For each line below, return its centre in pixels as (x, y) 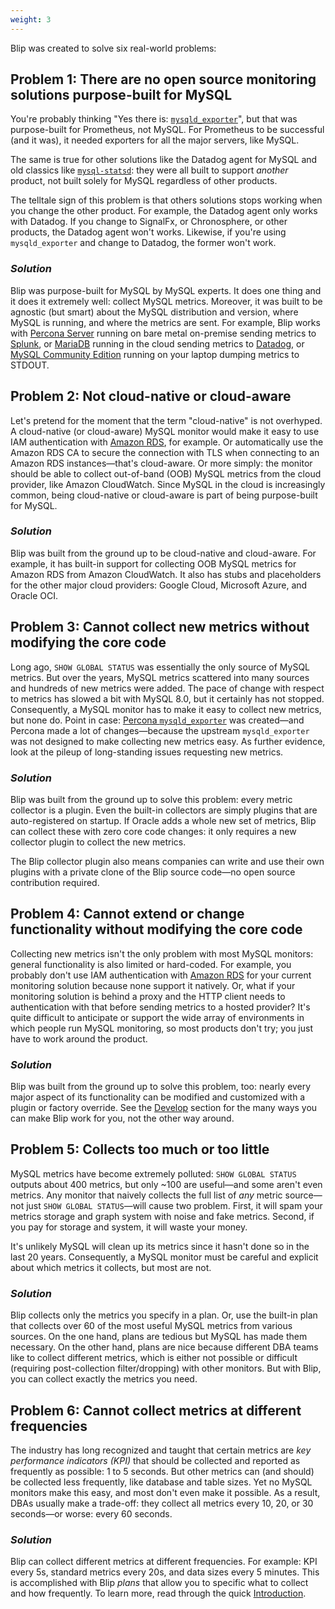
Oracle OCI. (34, 595)
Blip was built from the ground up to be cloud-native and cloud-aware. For (163, 553)
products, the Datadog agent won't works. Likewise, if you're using (148, 232)
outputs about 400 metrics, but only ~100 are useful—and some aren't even (166, 1184)
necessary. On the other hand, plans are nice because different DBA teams (164, 1347)
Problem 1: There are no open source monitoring (163, 79)
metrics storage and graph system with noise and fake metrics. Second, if (162, 1216)
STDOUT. (30, 365)
